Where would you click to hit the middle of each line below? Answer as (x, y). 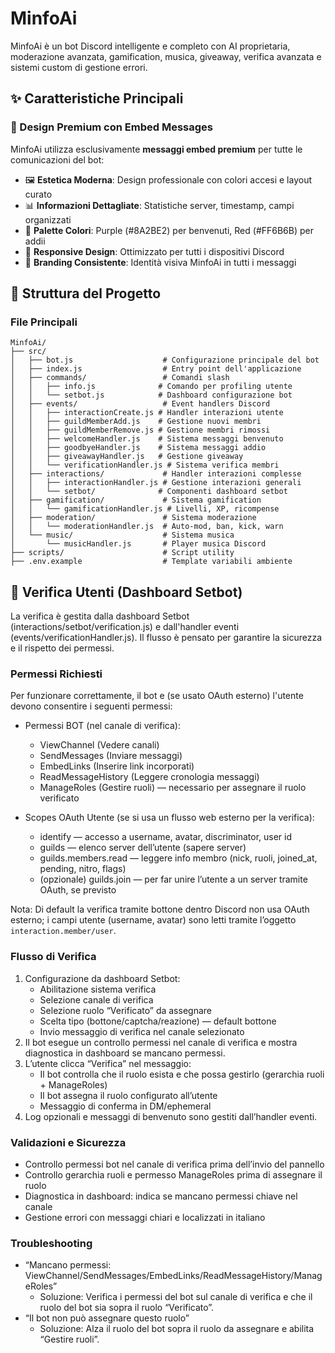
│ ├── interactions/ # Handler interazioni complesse (156, 474)
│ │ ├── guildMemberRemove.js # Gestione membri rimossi (140, 430)
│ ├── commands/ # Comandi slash (120, 378)
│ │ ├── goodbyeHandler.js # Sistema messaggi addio (138, 448)
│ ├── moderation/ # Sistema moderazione (133, 518)
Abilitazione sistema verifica (98, 989)
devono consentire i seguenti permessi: (91, 706)
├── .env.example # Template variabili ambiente (151, 562)
